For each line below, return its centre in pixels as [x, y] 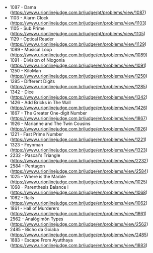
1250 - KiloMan [25, 71]
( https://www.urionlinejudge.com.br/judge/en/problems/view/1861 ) [78, 213]
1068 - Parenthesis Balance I [39, 187]
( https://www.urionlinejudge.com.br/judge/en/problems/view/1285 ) [78, 86]
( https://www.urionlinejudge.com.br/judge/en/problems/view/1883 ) [78, 245]
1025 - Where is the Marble [38, 177]
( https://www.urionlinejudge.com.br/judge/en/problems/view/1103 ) [78, 23]
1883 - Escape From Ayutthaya [41, 240]
